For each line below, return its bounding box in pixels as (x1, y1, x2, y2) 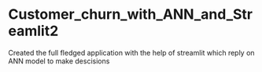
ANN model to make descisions (8, 56, 110, 66)
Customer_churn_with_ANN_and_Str (8, 5, 253, 23)
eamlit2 (8, 22, 59, 40)
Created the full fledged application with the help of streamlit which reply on (8, 48, 255, 57)
